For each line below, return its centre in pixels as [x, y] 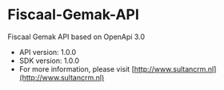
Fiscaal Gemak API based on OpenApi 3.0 [76, 37]
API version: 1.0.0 [48, 52]
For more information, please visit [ [77, 68]
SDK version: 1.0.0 [49, 61]
